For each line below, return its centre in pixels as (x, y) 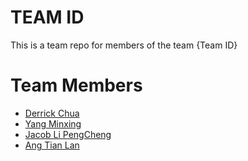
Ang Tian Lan (52, 145)
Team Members (76, 85)
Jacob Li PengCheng (68, 134)
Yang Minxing (53, 123)
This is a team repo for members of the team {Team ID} (124, 45)
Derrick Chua (52, 113)
